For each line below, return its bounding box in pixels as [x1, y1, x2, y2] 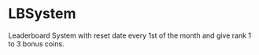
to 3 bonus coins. [8, 38, 65, 48]
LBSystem [8, 5, 76, 23]
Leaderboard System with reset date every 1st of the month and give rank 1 [8, 31, 252, 40]
